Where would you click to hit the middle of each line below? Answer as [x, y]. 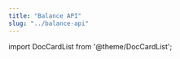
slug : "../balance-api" [49, 23]
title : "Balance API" [45, 16]
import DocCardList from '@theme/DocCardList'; [90, 46]
